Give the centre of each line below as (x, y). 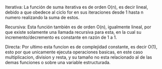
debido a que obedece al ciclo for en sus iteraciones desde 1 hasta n (74, 12)
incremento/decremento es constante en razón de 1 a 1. (61, 37)
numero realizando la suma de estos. (42, 17)
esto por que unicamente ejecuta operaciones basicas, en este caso (74, 52)
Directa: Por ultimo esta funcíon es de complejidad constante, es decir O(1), (81, 47)
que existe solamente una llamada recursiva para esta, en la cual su (73, 32)
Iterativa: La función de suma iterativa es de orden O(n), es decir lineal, (77, 7)
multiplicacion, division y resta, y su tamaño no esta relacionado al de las (79, 57)
